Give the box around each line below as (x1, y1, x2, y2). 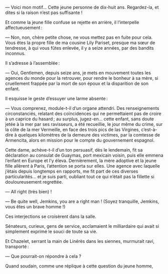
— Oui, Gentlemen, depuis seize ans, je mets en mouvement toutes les (5, 70, 151, 76)
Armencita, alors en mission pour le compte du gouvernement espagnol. (5, 138, 155, 143)
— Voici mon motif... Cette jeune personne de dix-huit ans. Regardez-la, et (5, 5, 159, 10)
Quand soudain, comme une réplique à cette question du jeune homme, (5, 263, 153, 269)
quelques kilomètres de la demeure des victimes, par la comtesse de (18, 132, 160, 138)
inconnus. (5, 50, 26, 56)
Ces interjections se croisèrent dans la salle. (5, 213, 97, 219)
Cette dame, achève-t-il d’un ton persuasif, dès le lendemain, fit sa (5, 147, 143, 153)
